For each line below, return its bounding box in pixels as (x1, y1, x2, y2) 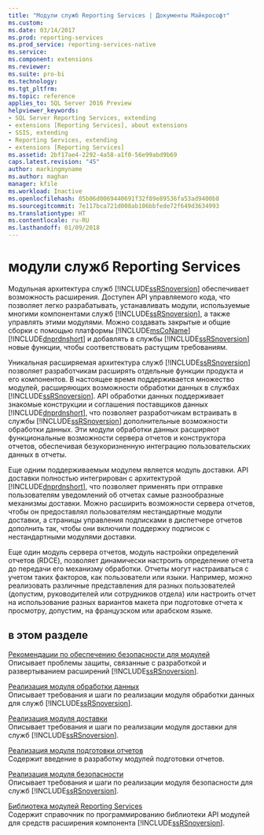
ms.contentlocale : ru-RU (8, 217, 90, 225)
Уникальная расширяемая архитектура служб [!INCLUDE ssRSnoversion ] (8, 358, 251, 367)
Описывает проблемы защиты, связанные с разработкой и (8, 658, 207, 667)
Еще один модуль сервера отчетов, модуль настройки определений (8, 547, 239, 556)
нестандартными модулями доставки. (8, 532, 137, 541)
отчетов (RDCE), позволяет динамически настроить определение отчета (8, 555, 254, 565)
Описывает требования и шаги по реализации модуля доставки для (8, 722, 237, 731)
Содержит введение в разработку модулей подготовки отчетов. (8, 754, 225, 763)
